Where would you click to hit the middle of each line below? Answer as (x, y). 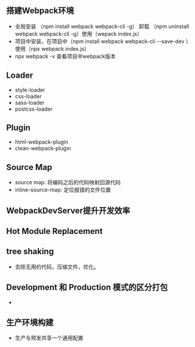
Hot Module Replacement (54, 231)
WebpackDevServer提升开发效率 (68, 210)
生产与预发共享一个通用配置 (49, 338)
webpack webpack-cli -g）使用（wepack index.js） (78, 34)
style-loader (30, 90)
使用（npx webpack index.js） (52, 48)
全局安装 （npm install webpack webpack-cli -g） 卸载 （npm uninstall (102, 26)
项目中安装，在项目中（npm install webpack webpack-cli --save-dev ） (103, 41)
